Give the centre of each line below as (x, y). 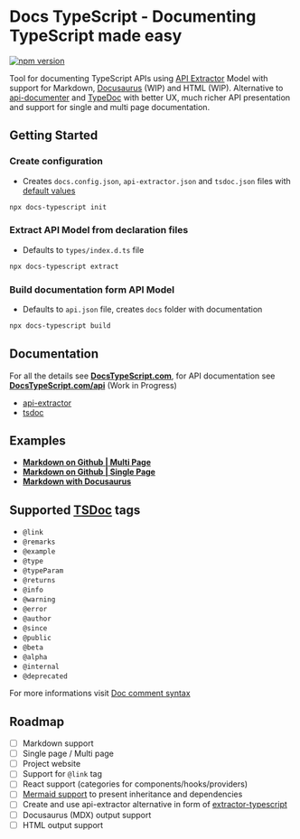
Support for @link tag (62, 774)
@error (35, 610)
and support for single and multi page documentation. (110, 107)
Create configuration (56, 162)
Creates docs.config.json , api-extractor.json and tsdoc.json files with (156, 181)
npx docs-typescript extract (64, 266)
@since (35, 629)
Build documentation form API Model (92, 289)
